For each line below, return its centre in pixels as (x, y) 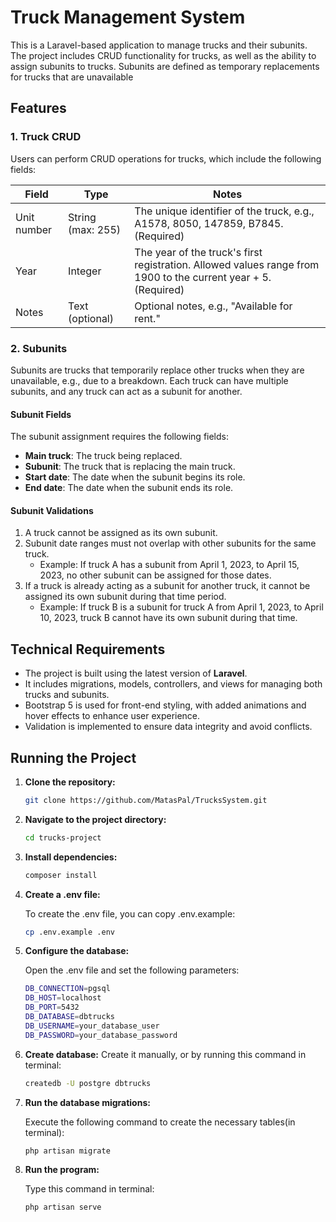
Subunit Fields (41, 414)
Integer (85, 271)
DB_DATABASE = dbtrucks (69, 1017)
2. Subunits (39, 348)
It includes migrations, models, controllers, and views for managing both (173, 684)
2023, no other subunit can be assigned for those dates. (155, 575)
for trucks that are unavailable (72, 77)
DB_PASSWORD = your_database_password (101, 1035)
